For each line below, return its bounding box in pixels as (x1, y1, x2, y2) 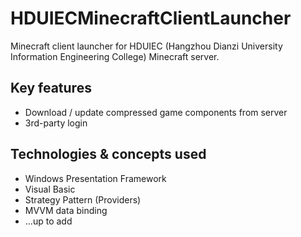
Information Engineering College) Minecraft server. (10, 50, 220, 62)
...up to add (24, 215, 73, 227)
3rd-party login (24, 117, 88, 129)
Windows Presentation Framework (24, 172, 167, 184)
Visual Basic (24, 183, 76, 195)
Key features (10, 80, 92, 97)
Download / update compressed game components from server (24, 106, 288, 118)
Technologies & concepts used (10, 146, 207, 163)
